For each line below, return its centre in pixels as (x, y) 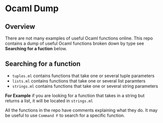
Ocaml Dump (32, 9)
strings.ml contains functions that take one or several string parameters (85, 86)
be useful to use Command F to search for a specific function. (65, 115)
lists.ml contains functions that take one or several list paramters (79, 81)
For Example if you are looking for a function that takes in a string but (75, 95)
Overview (20, 27)
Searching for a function (43, 64)
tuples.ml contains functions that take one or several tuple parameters (83, 76)
